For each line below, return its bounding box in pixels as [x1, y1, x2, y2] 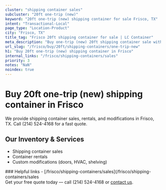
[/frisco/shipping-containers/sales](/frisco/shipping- [44, 168, 151, 174]
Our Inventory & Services [5, 135, 84, 144]
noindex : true [5, 67, 35, 72]
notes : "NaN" [5, 63, 32, 67]
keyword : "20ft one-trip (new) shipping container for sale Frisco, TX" [5, 16, 158, 21]
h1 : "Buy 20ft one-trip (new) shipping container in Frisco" [5, 49, 134, 54]
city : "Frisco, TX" [5, 30, 45, 35]
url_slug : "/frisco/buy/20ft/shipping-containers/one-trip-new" [5, 44, 140, 49]
